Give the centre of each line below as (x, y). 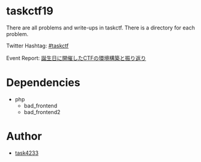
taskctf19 (30, 11)
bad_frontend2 (42, 112)
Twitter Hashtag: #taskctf (37, 46)
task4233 (27, 153)
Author (24, 136)
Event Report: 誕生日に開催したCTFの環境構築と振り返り (76, 58)
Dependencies (43, 83)
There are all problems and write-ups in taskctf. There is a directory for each (100, 28)
